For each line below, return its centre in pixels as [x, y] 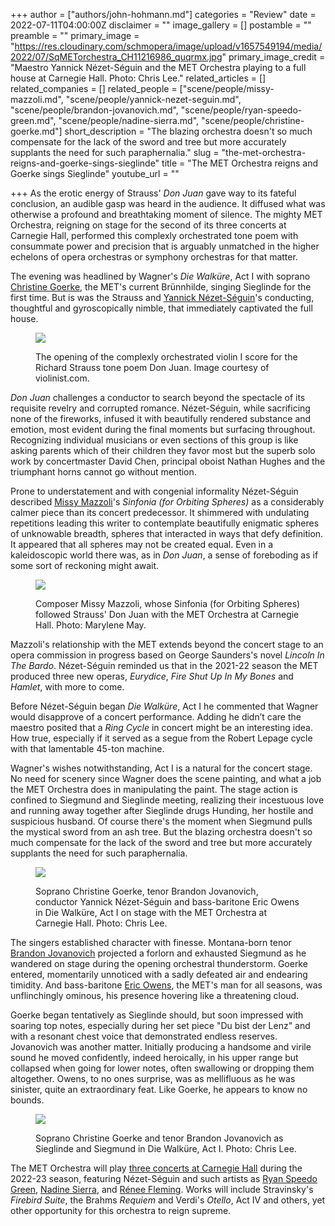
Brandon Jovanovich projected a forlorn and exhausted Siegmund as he [158, 953]
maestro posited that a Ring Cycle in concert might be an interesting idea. [161, 727]
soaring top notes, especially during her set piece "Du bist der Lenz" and [160, 1025]
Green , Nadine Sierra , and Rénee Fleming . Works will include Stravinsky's [162, 1189]
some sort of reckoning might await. [85, 565]
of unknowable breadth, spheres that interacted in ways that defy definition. [167, 533]
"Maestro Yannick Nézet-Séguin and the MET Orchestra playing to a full [158, 67]
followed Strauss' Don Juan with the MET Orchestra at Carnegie [167, 614]
